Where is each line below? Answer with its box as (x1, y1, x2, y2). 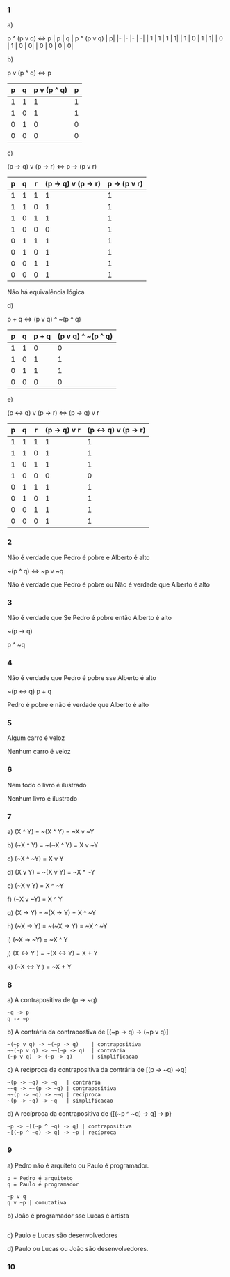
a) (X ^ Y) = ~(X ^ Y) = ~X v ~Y (7, 828, 95, 836)
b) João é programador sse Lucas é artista (7, 1211, 130, 1220)
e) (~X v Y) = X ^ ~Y (7, 882, 64, 890)
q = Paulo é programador (7, 1181, 79, 1188)
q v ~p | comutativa (7, 1199, 67, 1206)
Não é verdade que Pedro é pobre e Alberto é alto (7, 553, 150, 561)
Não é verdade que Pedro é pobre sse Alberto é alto (7, 674, 156, 682)
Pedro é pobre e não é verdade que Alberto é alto (7, 701, 149, 709)
